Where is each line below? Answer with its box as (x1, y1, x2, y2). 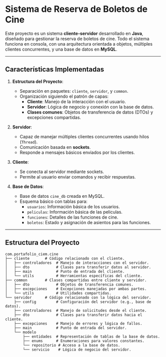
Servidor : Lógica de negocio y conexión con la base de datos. (27, 104, 154, 110)
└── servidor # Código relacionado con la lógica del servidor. (5, 295, 152, 300)
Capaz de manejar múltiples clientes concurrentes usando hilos (19, 133, 149, 139)
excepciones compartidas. (27, 114, 82, 120)
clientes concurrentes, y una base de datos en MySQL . (5, 46, 118, 52)
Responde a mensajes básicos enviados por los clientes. (19, 149, 135, 155)
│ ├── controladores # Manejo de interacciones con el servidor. (5, 260, 149, 265)
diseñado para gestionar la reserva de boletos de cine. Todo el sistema (5, 36, 150, 42)
